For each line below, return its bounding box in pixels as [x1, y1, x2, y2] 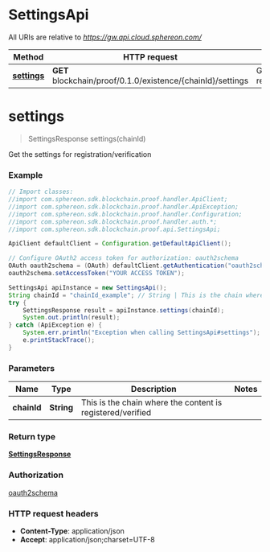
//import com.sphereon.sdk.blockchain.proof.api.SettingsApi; [8, 225, 221, 233]
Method [13, 51, 44, 62]
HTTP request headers [8, 508, 99, 519]
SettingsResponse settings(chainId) [27, 134, 146, 143]
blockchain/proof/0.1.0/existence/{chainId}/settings [51, 75, 249, 86]
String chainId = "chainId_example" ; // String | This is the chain [8, 291, 243, 299]
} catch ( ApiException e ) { [8, 321, 103, 329]
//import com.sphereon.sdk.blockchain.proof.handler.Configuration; [8, 210, 243, 218]
